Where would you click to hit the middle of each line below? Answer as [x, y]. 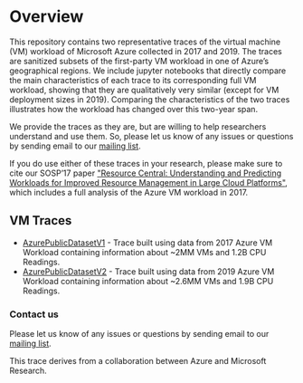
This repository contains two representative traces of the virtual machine [145, 42]
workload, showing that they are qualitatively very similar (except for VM [144, 90]
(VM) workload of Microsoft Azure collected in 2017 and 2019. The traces [146, 51]
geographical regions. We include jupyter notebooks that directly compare [148, 71]
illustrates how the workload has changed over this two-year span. [134, 109]
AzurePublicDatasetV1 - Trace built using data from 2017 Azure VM [147, 243]
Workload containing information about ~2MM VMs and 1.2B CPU [144, 252]
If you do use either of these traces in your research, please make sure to [146, 163]
